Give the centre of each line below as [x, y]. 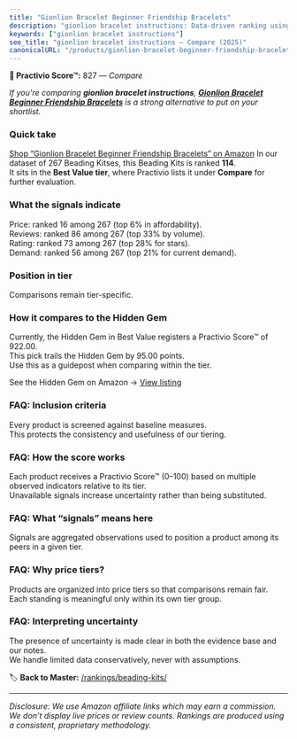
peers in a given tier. [46, 547]
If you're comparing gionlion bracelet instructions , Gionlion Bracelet [136, 93]
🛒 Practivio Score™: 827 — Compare [76, 75]
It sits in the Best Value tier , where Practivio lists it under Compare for [137, 173]
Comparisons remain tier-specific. [71, 295]
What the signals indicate [65, 205]
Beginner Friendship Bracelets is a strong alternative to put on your [133, 102]
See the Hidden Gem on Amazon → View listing [95, 383]
